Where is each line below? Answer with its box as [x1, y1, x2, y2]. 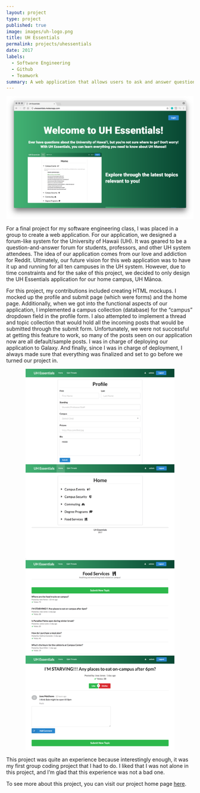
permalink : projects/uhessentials [6, 41, 92, 47]
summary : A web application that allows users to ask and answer [6, 79, 171, 85]
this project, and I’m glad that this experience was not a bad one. [6, 769, 165, 776]
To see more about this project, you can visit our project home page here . [6, 780, 186, 788]
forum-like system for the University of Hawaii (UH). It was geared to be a [6, 237, 187, 245]
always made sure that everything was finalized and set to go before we [6, 350, 183, 357]
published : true [6, 22, 46, 28]
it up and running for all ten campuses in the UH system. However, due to [6, 263, 186, 270]
